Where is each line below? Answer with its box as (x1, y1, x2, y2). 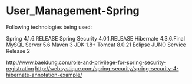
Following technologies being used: (6, 23, 92, 31)
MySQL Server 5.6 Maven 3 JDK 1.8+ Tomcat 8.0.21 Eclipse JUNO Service (6, 41, 187, 48)
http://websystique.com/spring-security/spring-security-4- (35, 65, 179, 72)
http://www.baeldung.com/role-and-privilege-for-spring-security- (6, 59, 167, 66)
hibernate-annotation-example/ (6, 71, 82, 78)
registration (6, 65, 34, 72)
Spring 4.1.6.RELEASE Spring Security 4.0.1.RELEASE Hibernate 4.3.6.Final (6, 35, 186, 42)
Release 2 (6, 47, 31, 54)
